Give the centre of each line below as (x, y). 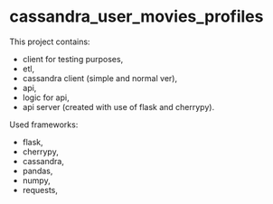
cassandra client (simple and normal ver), (100, 78)
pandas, (38, 171)
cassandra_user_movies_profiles (136, 17)
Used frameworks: (44, 125)
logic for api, (46, 97)
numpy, (37, 180)
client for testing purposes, (73, 59)
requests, (40, 190)
